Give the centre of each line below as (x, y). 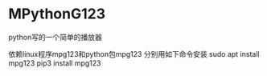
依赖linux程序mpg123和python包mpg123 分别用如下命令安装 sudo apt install (134, 54)
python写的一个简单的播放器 (55, 37)
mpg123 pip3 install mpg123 (55, 63)
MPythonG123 (57, 14)
